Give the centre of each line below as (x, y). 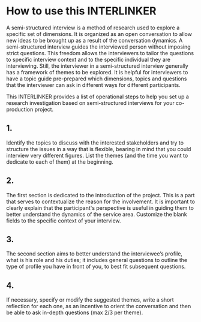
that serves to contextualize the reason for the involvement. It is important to (100, 201)
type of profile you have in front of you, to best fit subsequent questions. (96, 267)
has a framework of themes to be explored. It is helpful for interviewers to (97, 72)
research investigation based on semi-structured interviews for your (91, 103)
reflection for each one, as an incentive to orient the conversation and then (99, 306)
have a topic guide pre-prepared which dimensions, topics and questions (97, 79)
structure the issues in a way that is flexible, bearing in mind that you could (99, 149)
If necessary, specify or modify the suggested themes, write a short (90, 300)
